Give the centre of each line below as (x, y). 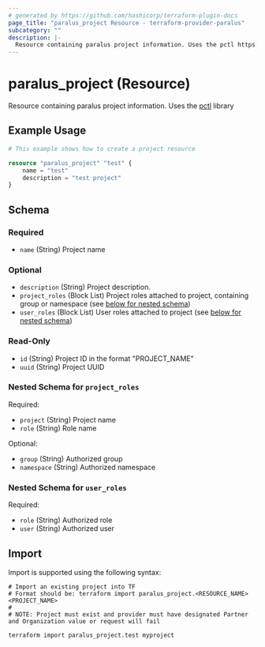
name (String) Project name (62, 249)
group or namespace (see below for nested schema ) (105, 304)
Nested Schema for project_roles (74, 387)
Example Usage (47, 131)
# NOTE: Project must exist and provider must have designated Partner (128, 614)
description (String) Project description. (85, 287)
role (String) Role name (58, 428)
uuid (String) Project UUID (62, 367)
